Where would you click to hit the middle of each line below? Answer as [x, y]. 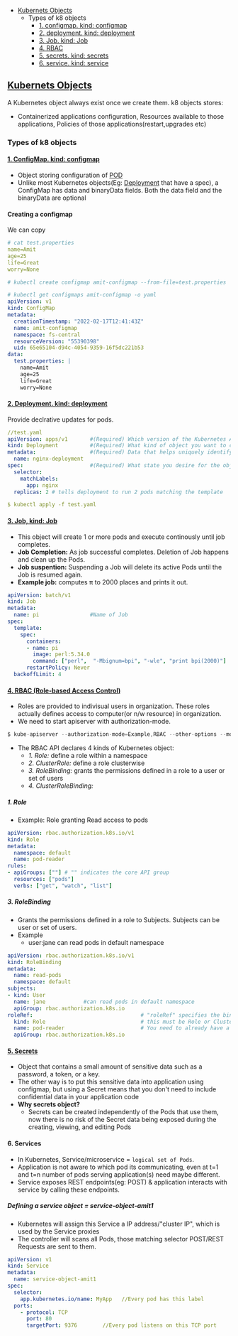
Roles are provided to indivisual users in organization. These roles [114, 706]
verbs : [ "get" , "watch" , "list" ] [63, 886]
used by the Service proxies [58, 1231]
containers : [44, 641]
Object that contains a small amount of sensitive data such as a [110, 1067]
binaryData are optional [52, 198]
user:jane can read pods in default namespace [96, 942]
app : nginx [42, 485]
